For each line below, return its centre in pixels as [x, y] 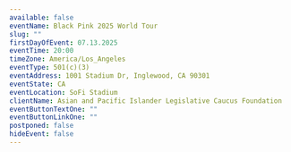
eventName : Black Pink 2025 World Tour [84, 26]
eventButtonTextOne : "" [54, 109]
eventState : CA [38, 84]
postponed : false [42, 126]
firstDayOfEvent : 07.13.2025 [64, 42]
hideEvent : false [42, 134]
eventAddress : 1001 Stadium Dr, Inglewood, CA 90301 [110, 76]
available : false [42, 17]
